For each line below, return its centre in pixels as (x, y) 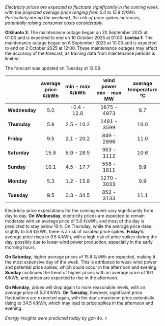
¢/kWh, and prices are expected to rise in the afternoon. (62, 278)
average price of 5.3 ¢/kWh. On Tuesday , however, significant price (74, 292)
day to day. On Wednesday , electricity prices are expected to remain (75, 216)
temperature (142, 90)
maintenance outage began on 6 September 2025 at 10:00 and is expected (81, 43)
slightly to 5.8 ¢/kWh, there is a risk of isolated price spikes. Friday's (74, 232)
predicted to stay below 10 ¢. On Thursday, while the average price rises (78, 226)
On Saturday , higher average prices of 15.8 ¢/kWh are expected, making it (80, 257)
